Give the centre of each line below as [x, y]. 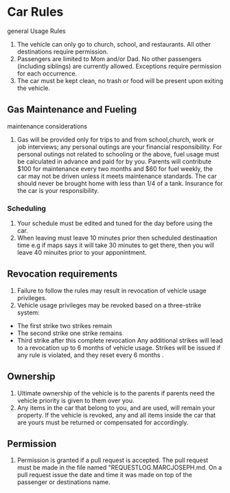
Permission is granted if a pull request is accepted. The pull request [113, 460]
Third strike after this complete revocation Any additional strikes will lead [120, 340]
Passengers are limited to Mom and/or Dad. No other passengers [109, 58]
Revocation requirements [62, 274]
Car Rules [35, 12]
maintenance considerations [47, 126]
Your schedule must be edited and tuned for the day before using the [115, 223]
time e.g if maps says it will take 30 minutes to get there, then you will [115, 245]
